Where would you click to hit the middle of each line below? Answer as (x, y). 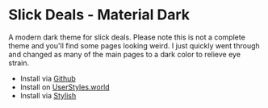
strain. (19, 63)
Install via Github (48, 78)
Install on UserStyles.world (65, 87)
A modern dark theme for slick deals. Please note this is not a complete (127, 37)
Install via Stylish (48, 95)
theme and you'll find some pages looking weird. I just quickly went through (134, 45)
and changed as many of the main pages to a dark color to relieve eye (124, 54)
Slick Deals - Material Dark (99, 15)
